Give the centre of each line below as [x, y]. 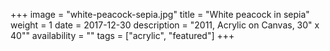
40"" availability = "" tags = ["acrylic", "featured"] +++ [122, 35]
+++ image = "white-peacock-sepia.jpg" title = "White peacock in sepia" [160, 14]
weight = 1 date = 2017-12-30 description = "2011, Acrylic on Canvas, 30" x [165, 25]
